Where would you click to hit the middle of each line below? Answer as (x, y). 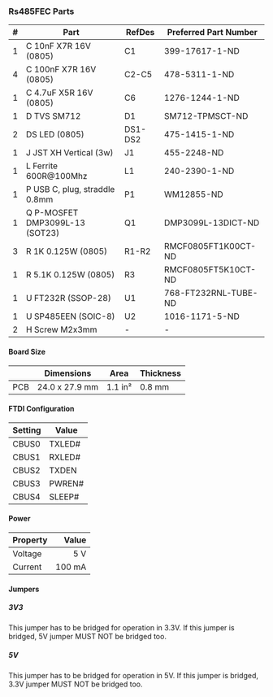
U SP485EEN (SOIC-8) (70, 316)
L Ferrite (42, 166)
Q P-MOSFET (52, 213)
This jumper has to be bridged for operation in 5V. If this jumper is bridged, (133, 676)
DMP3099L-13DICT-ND (212, 223)
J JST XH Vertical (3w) (69, 153)
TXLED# (65, 443)
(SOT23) (42, 233)
